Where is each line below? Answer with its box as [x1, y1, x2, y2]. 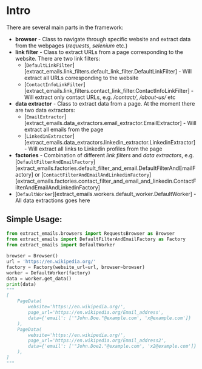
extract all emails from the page [24, 126, 104, 133]
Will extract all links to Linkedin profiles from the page [28, 145, 163, 152]
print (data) [6, 281, 36, 287]
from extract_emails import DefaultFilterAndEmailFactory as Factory [6, 236, 186, 242]
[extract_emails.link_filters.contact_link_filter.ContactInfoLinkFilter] [24, 87, 190, 94]
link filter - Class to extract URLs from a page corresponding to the [15, 48, 184, 55]
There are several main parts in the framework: [6, 24, 124, 31]
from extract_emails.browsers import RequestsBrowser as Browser [6, 230, 175, 237]
